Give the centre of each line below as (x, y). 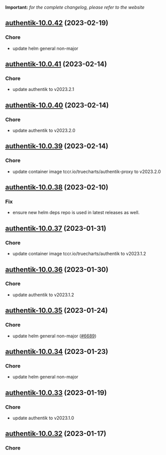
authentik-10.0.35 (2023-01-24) (57, 310)
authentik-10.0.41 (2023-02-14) (56, 64)
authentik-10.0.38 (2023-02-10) (57, 187)
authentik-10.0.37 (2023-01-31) (56, 228)
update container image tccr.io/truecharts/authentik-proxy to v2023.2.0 (87, 171)
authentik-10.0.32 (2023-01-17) (56, 434)
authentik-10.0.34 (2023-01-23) (57, 351)
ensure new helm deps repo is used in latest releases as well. (76, 213)
